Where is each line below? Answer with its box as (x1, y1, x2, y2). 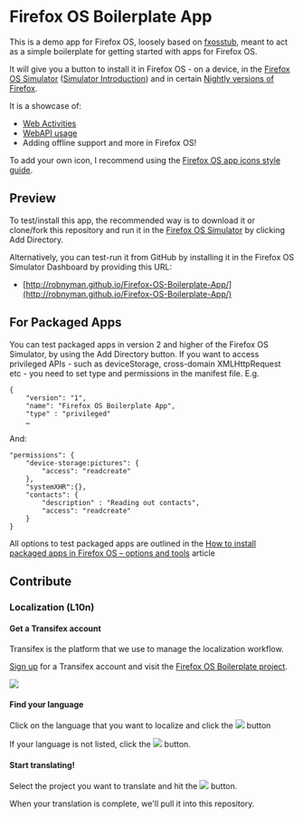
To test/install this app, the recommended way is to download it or (9, 215, 256, 226)
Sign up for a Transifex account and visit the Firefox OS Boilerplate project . (9, 661, 288, 672)
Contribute (9, 573, 72, 589)
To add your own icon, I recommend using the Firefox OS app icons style (9, 154, 281, 165)
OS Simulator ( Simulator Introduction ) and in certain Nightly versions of (9, 73, 274, 83)
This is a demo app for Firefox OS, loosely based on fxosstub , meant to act (9, 36, 288, 47)
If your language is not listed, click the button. (9, 739, 192, 750)
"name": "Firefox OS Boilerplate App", (25, 401, 176, 410)
